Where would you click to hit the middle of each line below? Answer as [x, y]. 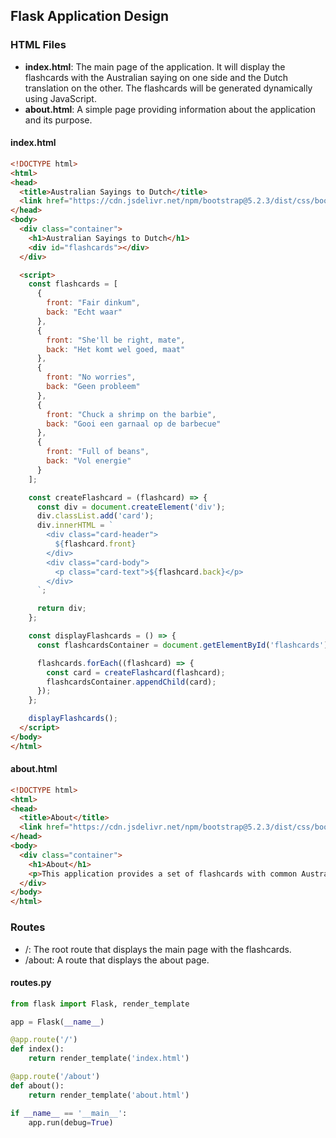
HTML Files [38, 45]
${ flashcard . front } [95, 544]
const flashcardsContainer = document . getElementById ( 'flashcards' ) [182, 645]
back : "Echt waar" [84, 312]
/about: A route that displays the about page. [117, 960]
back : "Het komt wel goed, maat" [116, 349]
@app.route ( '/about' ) [55, 1077]
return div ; [61, 609]
